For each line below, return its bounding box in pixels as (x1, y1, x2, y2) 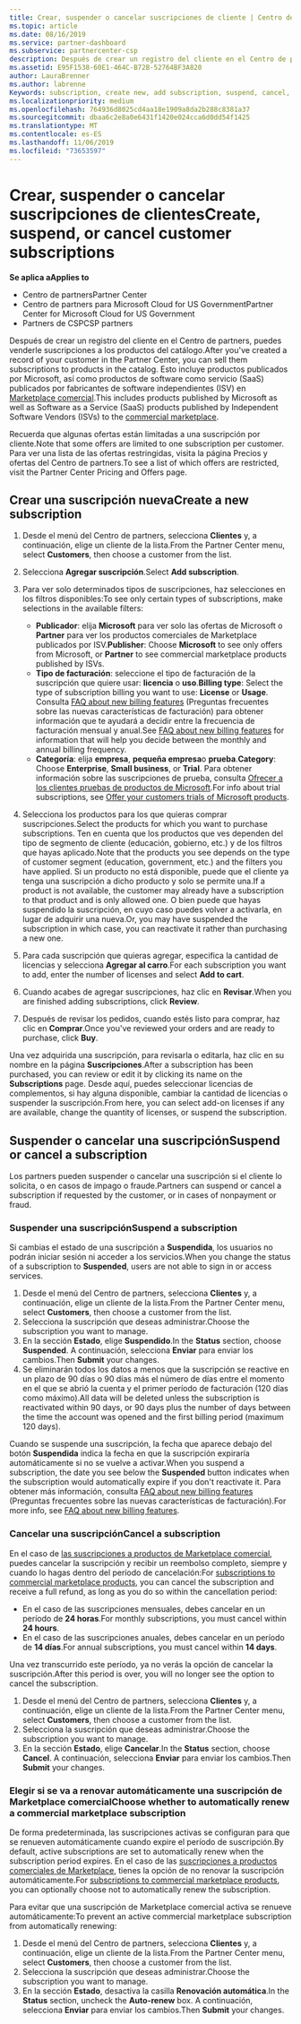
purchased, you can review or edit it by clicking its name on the (9, 1069, 244, 1080)
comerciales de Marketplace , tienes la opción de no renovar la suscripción (9, 1865, 285, 1876)
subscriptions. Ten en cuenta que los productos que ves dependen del (21, 828, 284, 839)
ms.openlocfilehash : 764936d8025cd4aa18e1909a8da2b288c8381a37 (9, 105, 251, 114)
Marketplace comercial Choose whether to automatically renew (9, 1796, 289, 1808)
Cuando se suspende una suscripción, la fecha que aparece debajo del (9, 1439, 272, 1450)
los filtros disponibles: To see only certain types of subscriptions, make (21, 593, 284, 605)
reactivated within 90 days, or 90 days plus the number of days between (21, 1402, 291, 1413)
